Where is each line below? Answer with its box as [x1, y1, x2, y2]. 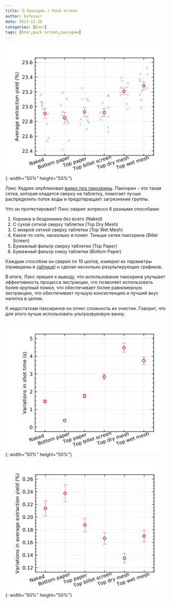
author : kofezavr [5, 13, 42, 19]
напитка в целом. [5, 296, 44, 302]
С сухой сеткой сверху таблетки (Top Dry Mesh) [12, 221, 119, 228]
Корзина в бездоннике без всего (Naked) [12, 216, 103, 222]
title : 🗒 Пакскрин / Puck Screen [5, 8, 78, 13]
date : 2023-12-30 [5, 19, 42, 24]
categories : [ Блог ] [5, 25, 47, 30]
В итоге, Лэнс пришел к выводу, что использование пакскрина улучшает [5, 274, 165, 280]
